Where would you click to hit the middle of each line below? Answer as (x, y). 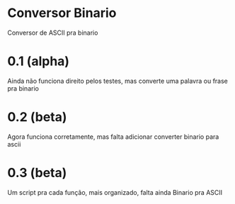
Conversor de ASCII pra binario (53, 33)
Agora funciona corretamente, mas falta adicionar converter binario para (113, 137)
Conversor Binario (62, 13)
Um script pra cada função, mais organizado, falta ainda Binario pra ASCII (115, 192)
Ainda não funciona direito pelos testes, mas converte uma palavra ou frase (118, 81)
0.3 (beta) (37, 173)
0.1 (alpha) (38, 61)
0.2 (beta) (37, 117)
